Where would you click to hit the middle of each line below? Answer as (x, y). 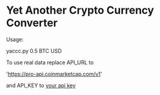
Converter (32, 23)
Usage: (15, 39)
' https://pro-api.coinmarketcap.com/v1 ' (54, 74)
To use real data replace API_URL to (50, 62)
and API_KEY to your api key (41, 85)
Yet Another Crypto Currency (80, 10)
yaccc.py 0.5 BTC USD (34, 50)
